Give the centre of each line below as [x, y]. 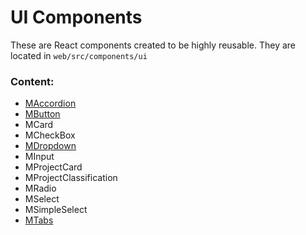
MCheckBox [50, 135]
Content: [32, 81]
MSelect [42, 199]
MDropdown [50, 146]
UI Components [76, 17]
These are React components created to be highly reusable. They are [153, 45]
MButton [42, 114]
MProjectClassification [71, 178]
